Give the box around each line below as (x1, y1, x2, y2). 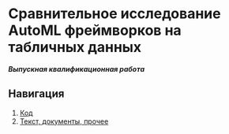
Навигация (8, 87, 65, 101)
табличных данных (8, 39, 142, 56)
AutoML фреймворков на (8, 21, 182, 39)
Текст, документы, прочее (19, 116, 109, 126)
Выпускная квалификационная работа (8, 64, 145, 73)
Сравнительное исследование (8, 5, 221, 23)
